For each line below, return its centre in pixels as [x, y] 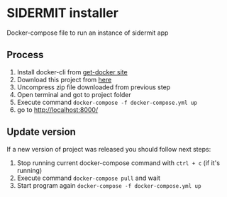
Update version [41, 132]
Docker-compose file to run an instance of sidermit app [88, 33]
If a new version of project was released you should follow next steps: [109, 149]
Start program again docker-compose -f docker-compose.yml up [109, 185]
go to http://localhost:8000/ [57, 109]
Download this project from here [64, 79]
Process [25, 55]
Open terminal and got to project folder [74, 94]
